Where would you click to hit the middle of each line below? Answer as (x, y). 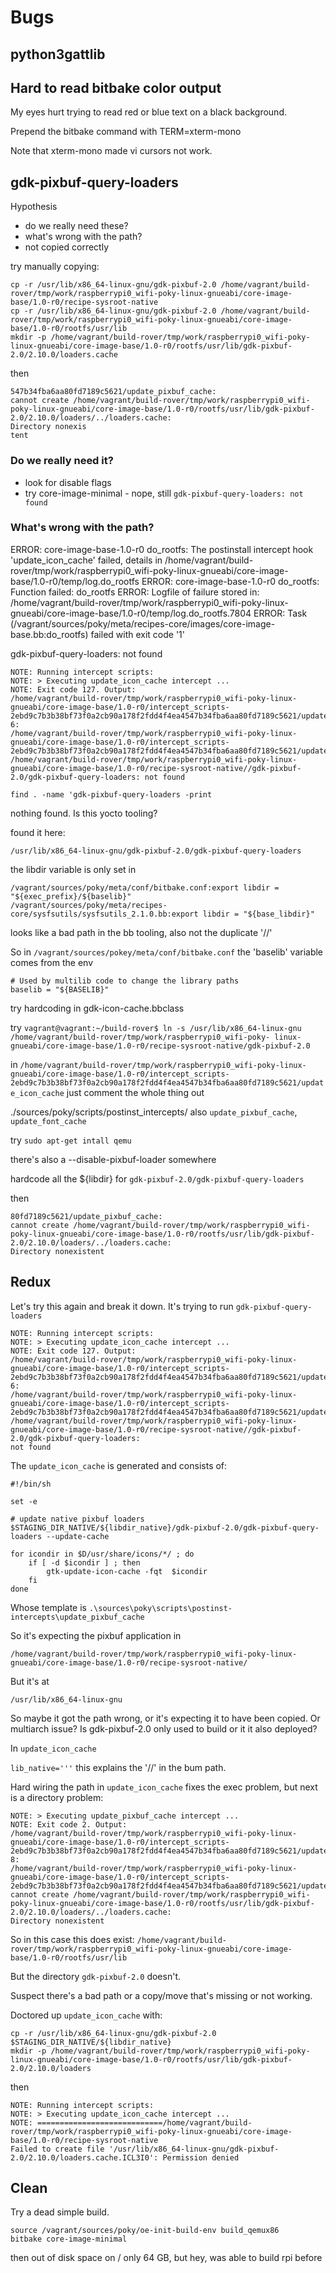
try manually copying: (55, 267)
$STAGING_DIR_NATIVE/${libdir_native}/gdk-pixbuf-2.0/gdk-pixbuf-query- (165, 1527)
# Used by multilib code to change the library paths (125, 981)
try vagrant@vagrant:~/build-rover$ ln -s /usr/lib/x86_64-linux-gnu (156, 1027)
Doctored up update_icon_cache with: (86, 2015)
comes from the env (52, 962)
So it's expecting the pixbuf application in (96, 1635)
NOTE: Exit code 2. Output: (69, 1824)
